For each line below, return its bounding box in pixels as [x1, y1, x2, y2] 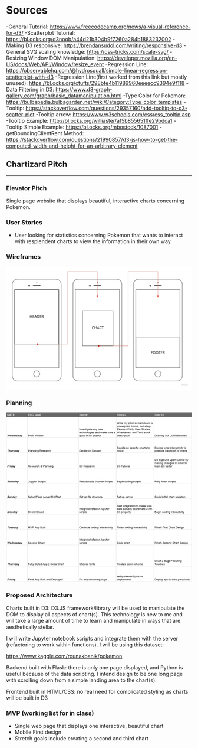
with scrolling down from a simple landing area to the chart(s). [6, 677, 157, 684]
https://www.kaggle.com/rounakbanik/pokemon [6, 652, 123, 659]
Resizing [6, 54, 27, 61]
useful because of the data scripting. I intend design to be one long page [6, 670, 183, 677]
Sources [6, 4, 48, 17]
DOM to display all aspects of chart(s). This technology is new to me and [6, 610, 183, 618]
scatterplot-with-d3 [6, 73, 54, 80]
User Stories [6, 218, 43, 226]
